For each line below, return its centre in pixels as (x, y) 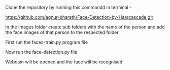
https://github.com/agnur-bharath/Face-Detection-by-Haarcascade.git (79, 17)
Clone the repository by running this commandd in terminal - (69, 7)
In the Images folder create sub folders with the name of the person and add (85, 27)
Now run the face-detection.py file (41, 52)
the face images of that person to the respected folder (62, 32)
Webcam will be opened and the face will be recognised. (65, 62)
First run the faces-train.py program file (46, 42)
